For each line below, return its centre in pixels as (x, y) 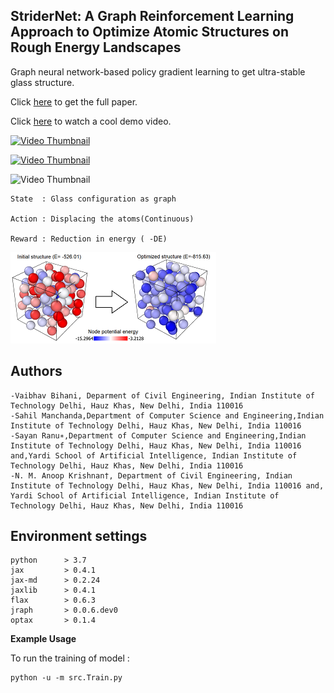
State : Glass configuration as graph (93, 199)
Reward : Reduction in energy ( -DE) (89, 239)
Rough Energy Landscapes (96, 47)
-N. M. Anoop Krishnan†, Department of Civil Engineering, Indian (151, 475)
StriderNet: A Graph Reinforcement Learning (152, 16)
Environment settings (79, 536)
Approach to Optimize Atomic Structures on (150, 32)
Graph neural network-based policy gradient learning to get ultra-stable (158, 71)
